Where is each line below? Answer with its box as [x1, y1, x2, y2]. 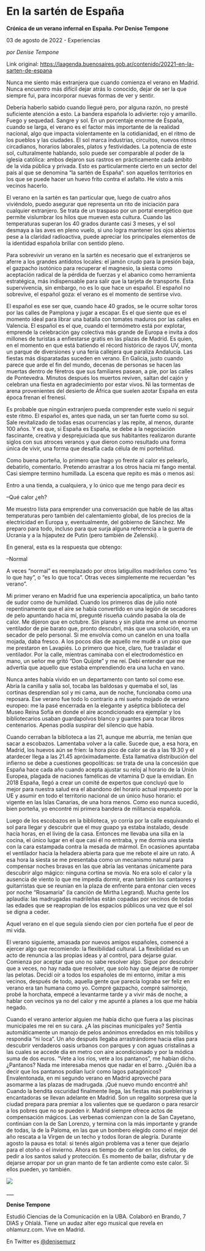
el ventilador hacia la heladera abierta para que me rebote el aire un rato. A [6, 849, 195, 857]
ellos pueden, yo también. [6, 1165, 72, 1173]
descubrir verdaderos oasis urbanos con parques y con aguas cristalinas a [6, 1042, 195, 1049]
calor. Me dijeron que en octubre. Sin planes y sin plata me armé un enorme [6, 618, 198, 625]
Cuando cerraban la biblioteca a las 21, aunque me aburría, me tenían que [6, 733, 193, 740]
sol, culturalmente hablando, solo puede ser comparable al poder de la [6, 149, 185, 157]
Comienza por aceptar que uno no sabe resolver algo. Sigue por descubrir [6, 958, 194, 965]
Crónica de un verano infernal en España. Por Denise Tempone [6, 25, 169, 32]
